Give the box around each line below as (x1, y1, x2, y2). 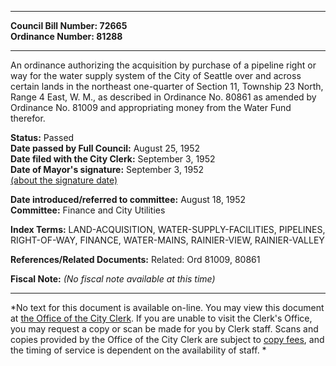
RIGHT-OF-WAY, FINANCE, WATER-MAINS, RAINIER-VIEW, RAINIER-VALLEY (10, 234, 325, 246)
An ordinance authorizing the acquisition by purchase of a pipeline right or (10, 59, 317, 71)
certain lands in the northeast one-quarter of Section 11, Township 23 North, (10, 81, 324, 92)
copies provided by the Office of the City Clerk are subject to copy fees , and (10, 334, 325, 345)
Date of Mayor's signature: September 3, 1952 (10, 164, 205, 175)
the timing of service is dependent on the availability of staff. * (10, 344, 267, 356)
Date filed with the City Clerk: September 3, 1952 (10, 153, 216, 165)
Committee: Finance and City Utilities (10, 204, 166, 216)
